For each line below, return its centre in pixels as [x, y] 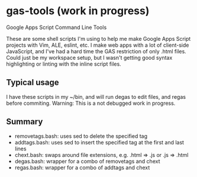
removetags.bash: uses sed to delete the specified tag [81, 136]
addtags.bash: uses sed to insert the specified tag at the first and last [99, 142]
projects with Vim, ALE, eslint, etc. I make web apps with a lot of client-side [98, 45]
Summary [25, 122]
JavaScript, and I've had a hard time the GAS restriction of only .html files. [96, 51]
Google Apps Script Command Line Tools [56, 27]
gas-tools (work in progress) [78, 11]
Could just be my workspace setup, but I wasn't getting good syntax [89, 57]
